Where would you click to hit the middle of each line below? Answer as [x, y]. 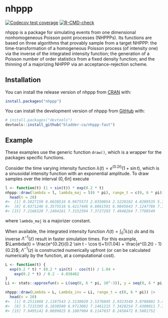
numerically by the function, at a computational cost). [60, 255]
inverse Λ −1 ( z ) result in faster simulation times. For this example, [71, 238]
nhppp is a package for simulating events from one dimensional [70, 32]
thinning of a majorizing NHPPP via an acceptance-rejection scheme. [76, 64]
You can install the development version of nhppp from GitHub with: [75, 111]
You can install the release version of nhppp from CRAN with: [68, 92]
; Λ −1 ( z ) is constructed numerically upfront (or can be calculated [84, 250]
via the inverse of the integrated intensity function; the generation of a [77, 54]
